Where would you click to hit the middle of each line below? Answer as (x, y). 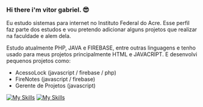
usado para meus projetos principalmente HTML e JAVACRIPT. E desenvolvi (102, 54)
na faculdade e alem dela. (39, 36)
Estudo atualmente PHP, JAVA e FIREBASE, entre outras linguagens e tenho (101, 48)
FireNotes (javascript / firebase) (55, 79)
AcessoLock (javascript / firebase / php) (66, 73)
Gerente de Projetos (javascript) (55, 86)
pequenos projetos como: (39, 61)
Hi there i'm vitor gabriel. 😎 (48, 10)
